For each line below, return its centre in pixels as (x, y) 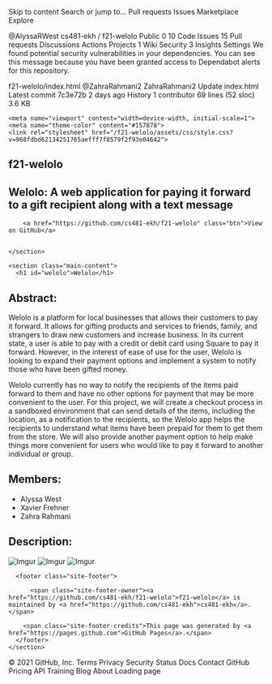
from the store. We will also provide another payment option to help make (131, 437)
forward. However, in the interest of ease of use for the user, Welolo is (125, 352)
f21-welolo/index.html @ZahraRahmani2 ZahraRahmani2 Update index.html (134, 86)
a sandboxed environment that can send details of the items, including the (132, 411)
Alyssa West (41, 499)
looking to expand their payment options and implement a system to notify (132, 361)
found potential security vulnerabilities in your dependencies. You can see (132, 53)
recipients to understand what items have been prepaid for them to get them (136, 428)
